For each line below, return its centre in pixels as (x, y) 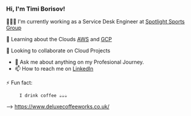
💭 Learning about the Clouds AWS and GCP (59, 39)
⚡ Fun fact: (19, 83)
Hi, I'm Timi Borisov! (36, 9)
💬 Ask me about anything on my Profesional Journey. (79, 62)
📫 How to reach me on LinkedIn (54, 69)
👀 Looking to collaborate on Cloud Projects (58, 51)
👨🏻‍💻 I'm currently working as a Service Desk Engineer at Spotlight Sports (96, 22)
